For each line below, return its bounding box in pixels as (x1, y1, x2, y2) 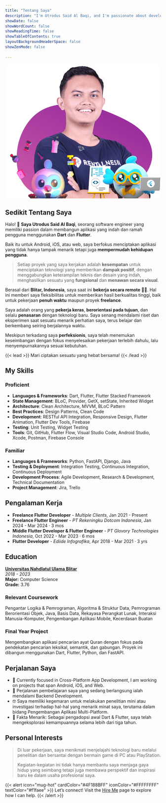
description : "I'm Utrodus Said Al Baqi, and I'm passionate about (5, 13, 147, 18)
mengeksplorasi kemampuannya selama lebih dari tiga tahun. (12, 719, 137, 725)
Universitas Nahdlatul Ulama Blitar (5, 566, 78, 572)
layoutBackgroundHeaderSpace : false (5, 40, 81, 45)
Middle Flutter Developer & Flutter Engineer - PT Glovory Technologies (12, 528, 159, 534)
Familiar (5, 447, 25, 454)
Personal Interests (5, 734, 63, 742)
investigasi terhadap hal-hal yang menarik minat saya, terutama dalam (12, 704, 156, 710)
